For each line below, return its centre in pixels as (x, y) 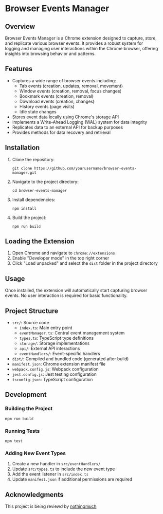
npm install (24, 208)
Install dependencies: (34, 200)
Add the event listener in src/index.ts (50, 474)
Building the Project (29, 408)
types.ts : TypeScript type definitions (56, 338)
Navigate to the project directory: (45, 182)
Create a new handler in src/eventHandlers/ (56, 464)
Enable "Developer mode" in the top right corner (61, 258)
